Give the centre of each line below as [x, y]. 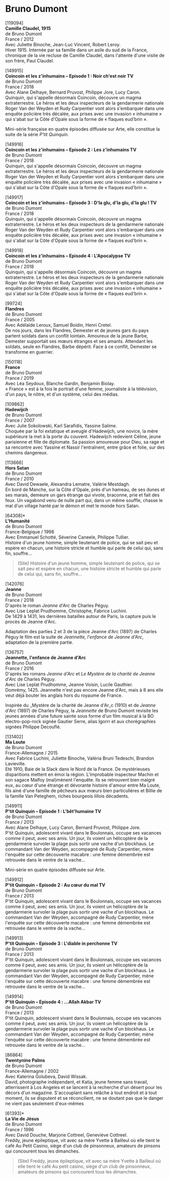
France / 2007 [20, 420]
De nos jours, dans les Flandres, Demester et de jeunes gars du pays [77, 330]
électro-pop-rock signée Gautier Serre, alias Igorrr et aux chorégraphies [80, 721]
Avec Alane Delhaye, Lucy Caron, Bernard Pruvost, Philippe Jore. [73, 827]
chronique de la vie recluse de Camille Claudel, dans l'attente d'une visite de [85, 55]
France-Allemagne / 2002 [32, 1071]
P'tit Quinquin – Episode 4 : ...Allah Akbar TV [53, 1002]
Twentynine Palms [25, 1060]
